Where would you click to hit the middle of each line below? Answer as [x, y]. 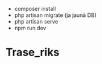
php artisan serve [36, 21]
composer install [35, 9]
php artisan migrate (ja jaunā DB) [56, 15]
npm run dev [30, 28]
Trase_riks [33, 52]
